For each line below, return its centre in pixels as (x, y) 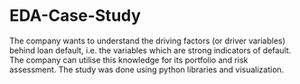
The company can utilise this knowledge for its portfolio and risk (129, 60)
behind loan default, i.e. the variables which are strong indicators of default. (150, 50)
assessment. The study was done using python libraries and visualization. (147, 70)
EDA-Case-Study (75, 16)
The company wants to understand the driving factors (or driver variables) (148, 41)
